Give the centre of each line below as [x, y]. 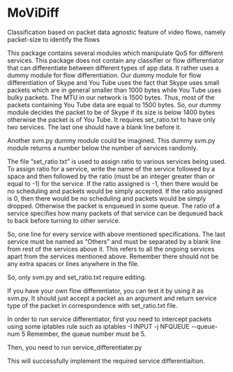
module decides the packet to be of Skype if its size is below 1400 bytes [111, 112]
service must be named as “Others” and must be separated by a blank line [114, 241]
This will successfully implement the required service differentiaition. [106, 361]
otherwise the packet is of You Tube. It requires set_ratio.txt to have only [112, 119]
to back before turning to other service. [64, 220]
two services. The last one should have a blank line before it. [95, 127]
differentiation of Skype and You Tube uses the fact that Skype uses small [113, 82]
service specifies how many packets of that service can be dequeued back [115, 213]
